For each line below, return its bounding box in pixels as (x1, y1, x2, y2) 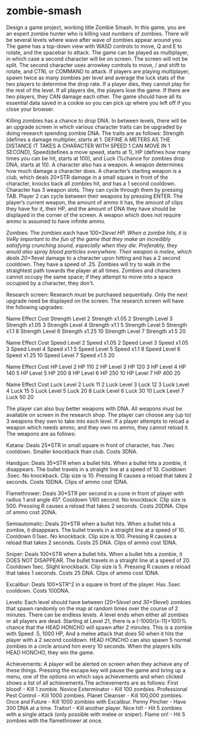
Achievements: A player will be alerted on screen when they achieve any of (6, 660, 189, 667)
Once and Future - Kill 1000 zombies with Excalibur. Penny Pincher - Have (6, 698, 186, 705)
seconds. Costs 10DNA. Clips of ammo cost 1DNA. (6, 478, 129, 485)
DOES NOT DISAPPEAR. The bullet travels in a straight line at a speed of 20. (6, 557, 191, 564)
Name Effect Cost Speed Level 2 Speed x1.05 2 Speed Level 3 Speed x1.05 (6, 339, 189, 346)
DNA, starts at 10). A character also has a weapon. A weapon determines (6, 161, 184, 168)
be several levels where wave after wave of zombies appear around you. (6, 36, 183, 43)
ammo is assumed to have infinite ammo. (6, 217, 106, 224)
